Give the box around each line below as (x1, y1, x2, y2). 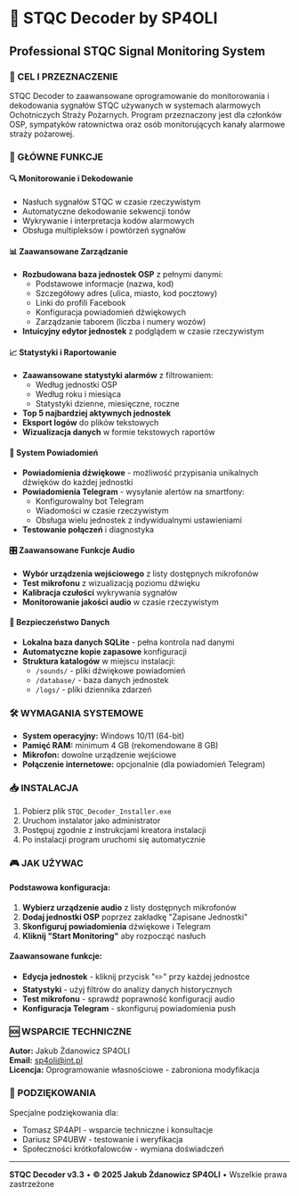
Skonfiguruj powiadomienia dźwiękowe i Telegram (21, 920, 211, 931)
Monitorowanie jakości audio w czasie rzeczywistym (21, 597, 220, 607)
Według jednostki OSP (35, 379, 118, 391)
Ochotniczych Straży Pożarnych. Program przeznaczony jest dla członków (9, 109, 283, 120)
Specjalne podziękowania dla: (9, 1107, 118, 1118)
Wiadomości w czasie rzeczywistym (35, 505, 169, 516)
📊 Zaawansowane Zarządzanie (9, 245, 129, 257)
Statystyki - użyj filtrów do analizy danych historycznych (21, 984, 233, 994)
